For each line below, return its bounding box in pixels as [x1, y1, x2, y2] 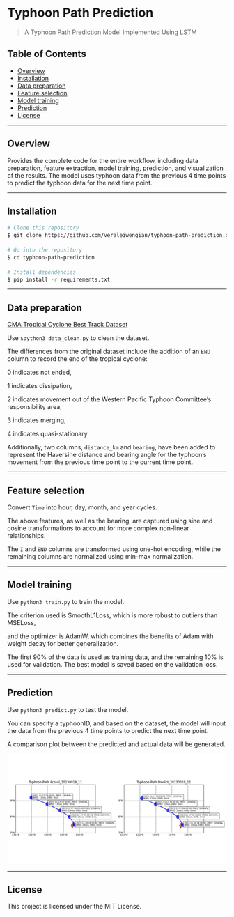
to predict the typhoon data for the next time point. [7, 178, 153, 187]
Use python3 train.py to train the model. [7, 597, 125, 606]
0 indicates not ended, [7, 368, 72, 377]
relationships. [7, 532, 47, 539]
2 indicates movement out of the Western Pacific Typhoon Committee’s [7, 395, 212, 403]
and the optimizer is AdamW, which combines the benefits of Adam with [7, 632, 214, 640]
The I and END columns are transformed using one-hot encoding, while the [7, 545, 221, 553]
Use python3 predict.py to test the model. [7, 705, 129, 714]
